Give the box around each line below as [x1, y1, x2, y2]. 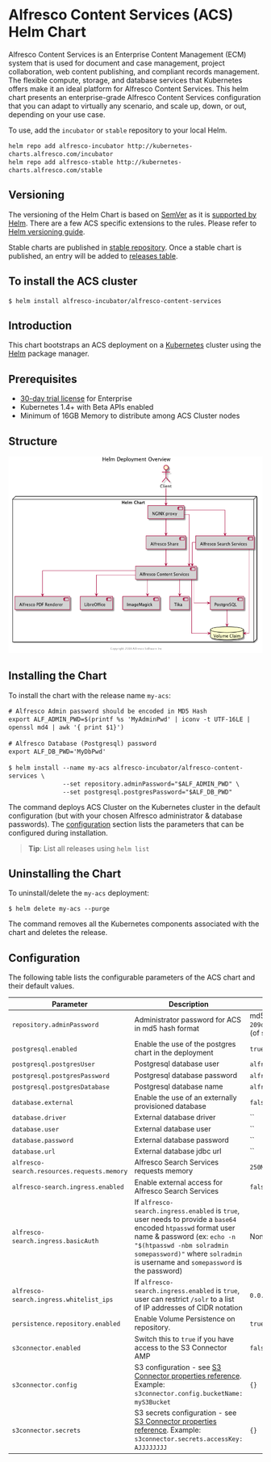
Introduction [8, 318, 73, 332]
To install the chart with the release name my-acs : [8, 690, 171, 700]
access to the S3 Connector [134, 1342, 227, 1352]
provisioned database [134, 1102, 207, 1111]
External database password [134, 1135, 230, 1144]
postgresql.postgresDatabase [11, 1083, 110, 1091]
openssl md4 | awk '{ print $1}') [8, 723, 125, 731]
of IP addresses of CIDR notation [134, 1303, 244, 1312]
